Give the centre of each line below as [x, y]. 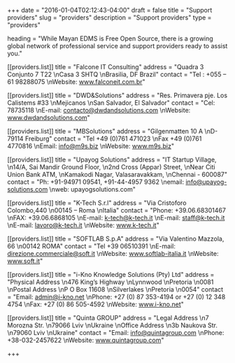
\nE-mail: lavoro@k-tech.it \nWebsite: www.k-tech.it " [83, 225]
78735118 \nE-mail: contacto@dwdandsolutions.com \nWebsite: [99, 110]
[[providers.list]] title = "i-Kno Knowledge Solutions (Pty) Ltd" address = [111, 275]
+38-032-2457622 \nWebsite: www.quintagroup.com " [86, 340]
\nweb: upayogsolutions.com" [93, 189]
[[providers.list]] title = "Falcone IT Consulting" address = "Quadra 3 [106, 67]
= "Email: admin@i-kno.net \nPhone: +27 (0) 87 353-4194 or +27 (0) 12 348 [116, 297]
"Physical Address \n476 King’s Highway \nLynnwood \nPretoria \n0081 [111, 282]
